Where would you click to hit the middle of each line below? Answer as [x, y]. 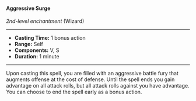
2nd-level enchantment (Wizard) [45, 21]
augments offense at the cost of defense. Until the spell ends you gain [90, 79]
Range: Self [29, 44]
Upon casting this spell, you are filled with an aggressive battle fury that [92, 74]
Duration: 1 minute [37, 57]
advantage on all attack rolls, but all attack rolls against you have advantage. [98, 86]
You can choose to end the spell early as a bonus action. [74, 92]
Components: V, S [37, 50]
